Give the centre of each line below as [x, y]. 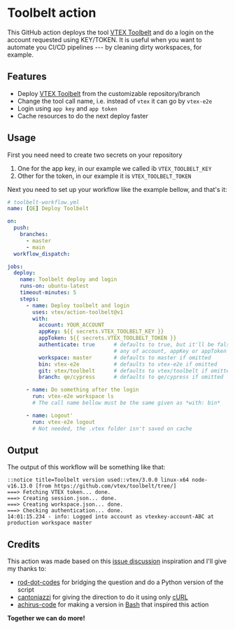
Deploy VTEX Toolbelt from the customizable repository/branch [109, 93]
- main [35, 247]
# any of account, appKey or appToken [170, 351]
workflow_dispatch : [42, 254]
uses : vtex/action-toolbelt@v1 [78, 312]
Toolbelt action [52, 13]
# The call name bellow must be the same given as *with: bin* [126, 403]
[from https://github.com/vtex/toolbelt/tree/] [106, 486]
